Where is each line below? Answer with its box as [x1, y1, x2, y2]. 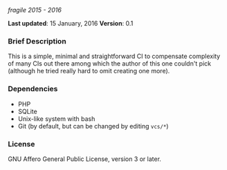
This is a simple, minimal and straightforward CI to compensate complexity [8, 52, 221, 61]
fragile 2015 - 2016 [8, 6, 62, 14]
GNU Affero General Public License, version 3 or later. [8, 155, 162, 163]
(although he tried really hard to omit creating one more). [8, 67, 170, 75]
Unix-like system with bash [17, 114, 96, 123]
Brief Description [8, 36, 66, 46]
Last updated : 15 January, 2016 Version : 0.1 [8, 19, 134, 27]
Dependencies [8, 84, 58, 94]
